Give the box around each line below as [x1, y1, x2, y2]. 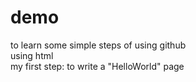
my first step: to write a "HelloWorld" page [10, 60, 185, 72]
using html [10, 49, 54, 61]
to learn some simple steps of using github [10, 39, 187, 51]
